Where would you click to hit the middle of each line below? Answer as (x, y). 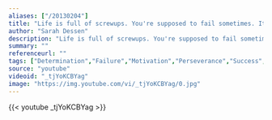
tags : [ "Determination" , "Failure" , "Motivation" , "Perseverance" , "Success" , (137, 62)
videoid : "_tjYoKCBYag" (49, 76)
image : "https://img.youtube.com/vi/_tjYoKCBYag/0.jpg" (104, 84)
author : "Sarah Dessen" (49, 31)
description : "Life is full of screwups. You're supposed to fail (123, 39)
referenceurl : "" (38, 54)
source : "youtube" (39, 69)
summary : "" (28, 46)
